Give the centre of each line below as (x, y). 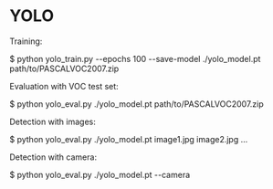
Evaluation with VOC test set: (64, 86)
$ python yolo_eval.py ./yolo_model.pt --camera (100, 174)
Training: (26, 41)
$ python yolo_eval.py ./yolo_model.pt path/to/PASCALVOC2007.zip (137, 104)
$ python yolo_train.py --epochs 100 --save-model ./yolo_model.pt (135, 58)
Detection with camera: (53, 157)
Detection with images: (52, 121)
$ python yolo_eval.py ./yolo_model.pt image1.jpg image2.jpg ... (129, 139)
